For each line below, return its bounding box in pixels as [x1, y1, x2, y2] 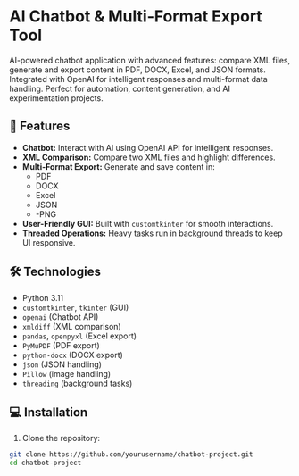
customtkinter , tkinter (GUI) [21, 302, 129, 313]
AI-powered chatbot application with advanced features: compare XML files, [9, 54, 291, 65]
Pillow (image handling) [21, 368, 112, 379]
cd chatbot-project [9, 458, 82, 468]
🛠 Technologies [9, 264, 101, 280]
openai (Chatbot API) [21, 311, 99, 322]
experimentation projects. [9, 92, 104, 104]
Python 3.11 [21, 292, 64, 303]
